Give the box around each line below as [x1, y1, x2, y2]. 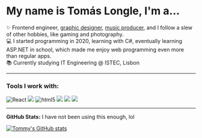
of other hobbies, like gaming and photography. [6, 30, 124, 38]
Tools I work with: [6, 82, 59, 90]
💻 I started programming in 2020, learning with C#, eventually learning [6, 37, 182, 44]
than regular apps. [6, 52, 52, 59]
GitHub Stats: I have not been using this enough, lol [6, 114, 135, 121]
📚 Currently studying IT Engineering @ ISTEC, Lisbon [6, 59, 140, 66]
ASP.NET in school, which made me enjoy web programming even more [6, 46, 185, 53]
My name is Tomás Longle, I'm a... [6, 4, 180, 18]
